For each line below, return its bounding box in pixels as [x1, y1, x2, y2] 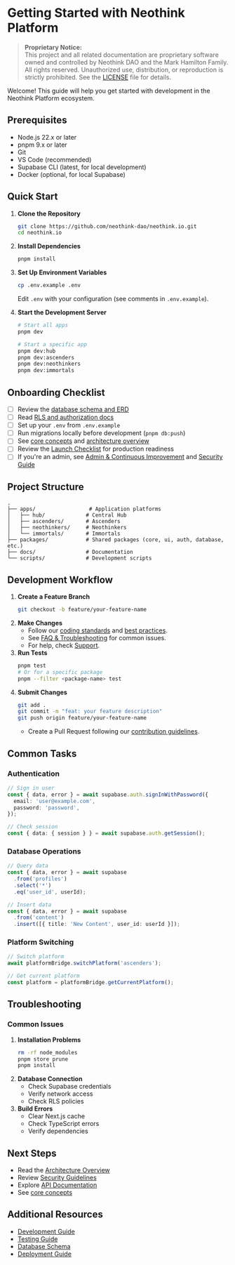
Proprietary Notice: [24, 43, 82, 51]
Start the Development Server [17, 308, 107, 317]
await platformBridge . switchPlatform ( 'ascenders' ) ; [7, 960, 161, 967]
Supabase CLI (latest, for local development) [17, 163, 147, 171]
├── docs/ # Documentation [7, 549, 133, 556]
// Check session [7, 823, 58, 830]
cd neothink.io [17, 230, 62, 237]
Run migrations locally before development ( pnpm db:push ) [17, 429, 186, 437]
